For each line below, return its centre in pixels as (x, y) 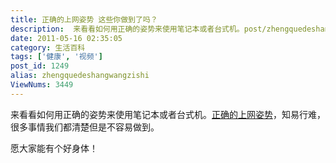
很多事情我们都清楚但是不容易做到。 (85, 127)
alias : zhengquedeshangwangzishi (80, 76)
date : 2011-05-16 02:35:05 (66, 38)
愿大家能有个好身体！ (54, 148)
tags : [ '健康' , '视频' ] (56, 57)
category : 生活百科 (48, 47)
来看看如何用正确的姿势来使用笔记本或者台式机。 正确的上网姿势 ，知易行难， (168, 114)
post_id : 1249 (40, 66)
